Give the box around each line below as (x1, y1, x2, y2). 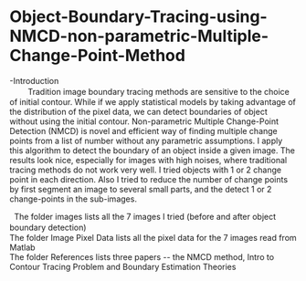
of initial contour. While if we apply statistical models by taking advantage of (9, 96, 297, 107)
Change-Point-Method (9, 46, 185, 66)
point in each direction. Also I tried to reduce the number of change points (9, 173, 289, 184)
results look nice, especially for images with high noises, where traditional (9, 154, 288, 165)
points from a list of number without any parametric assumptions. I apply (9, 135, 283, 146)
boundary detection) (9, 222, 87, 233)
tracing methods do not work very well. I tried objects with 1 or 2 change (9, 164, 281, 175)
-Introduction (9, 75, 59, 86)
